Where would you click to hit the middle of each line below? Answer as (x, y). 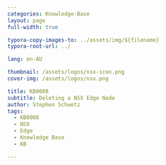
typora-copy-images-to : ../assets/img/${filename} (83, 40)
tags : (15, 111)
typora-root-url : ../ (39, 47)
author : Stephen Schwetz (44, 104)
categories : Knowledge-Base (49, 14)
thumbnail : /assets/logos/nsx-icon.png (66, 72)
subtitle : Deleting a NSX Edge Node (61, 98)
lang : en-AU (25, 59)
